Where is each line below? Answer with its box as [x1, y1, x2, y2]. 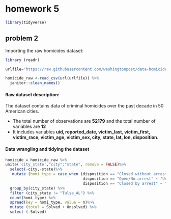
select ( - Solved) [10, 209, 47, 214]
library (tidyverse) [5, 20, 47, 25]
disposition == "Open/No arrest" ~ [82, 176, 158, 181]
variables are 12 [12, 123, 46, 130]
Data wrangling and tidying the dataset [5, 146, 90, 152]
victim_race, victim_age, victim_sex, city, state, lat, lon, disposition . [12, 134, 159, 141]
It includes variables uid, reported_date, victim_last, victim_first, [12, 129, 151, 135]
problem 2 [5, 34, 38, 43]
